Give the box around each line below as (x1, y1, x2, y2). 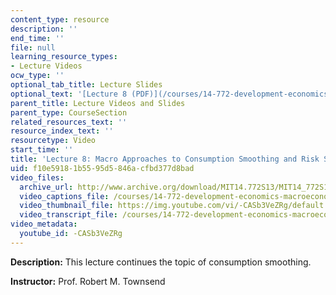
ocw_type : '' (10, 71, 65, 81)
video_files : (10, 172, 65, 183)
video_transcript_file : (19, 210, 118, 220)
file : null (10, 42, 56, 53)
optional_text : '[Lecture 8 (10, 89, 128, 99)
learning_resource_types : (10, 52, 118, 62)
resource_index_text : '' (10, 126, 114, 136)
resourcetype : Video (10, 136, 97, 146)
